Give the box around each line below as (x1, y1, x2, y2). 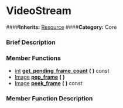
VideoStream (6, 4, 72, 18)
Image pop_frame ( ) (14, 73, 66, 80)
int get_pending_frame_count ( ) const (14, 67, 110, 75)
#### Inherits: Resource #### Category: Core (6, 23, 117, 31)
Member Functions (6, 54, 61, 62)
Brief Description (6, 38, 56, 46)
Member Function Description (6, 95, 93, 103)
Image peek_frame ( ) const (14, 80, 83, 87)
